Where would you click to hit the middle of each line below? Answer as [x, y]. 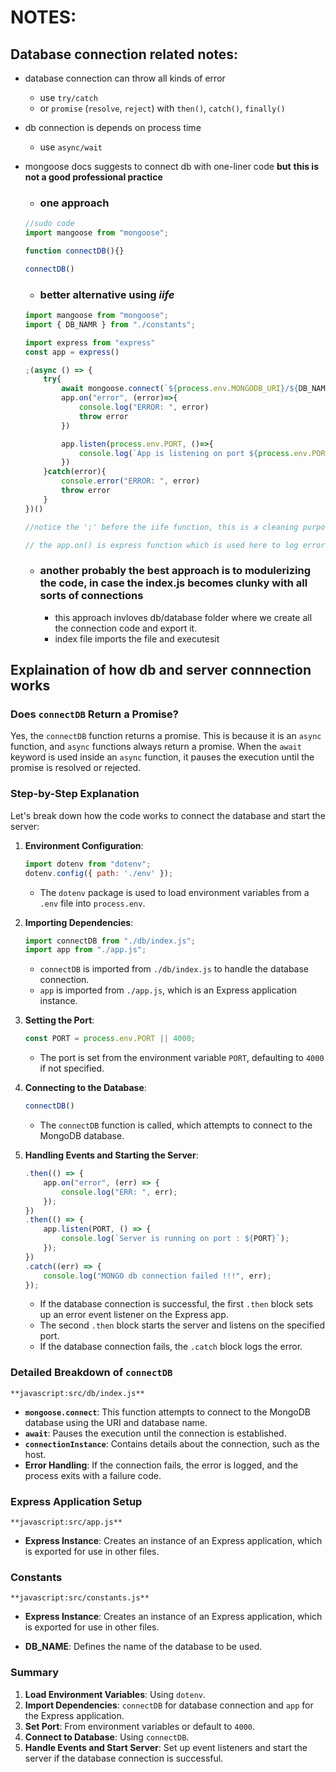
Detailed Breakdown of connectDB [91, 1373]
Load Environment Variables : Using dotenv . [115, 1694]
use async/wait [71, 147]
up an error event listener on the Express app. [134, 1315]
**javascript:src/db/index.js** [77, 1393]
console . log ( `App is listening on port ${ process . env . [195, 453]
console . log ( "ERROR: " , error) [144, 407]
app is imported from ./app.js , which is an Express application [168, 990]
